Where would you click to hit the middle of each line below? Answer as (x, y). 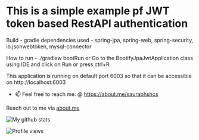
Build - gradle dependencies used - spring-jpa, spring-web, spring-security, (100, 40)
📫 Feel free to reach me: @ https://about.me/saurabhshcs (86, 94)
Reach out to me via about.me (43, 108)
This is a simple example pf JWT (88, 11)
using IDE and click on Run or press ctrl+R (58, 64)
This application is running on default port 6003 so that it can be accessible (99, 76)
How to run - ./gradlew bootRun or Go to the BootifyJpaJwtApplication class (100, 58)
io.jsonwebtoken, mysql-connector (49, 46)
